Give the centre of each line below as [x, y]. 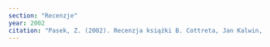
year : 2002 [27, 23]
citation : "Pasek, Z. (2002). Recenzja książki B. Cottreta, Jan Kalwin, [136, 30]
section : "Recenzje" [43, 16]
